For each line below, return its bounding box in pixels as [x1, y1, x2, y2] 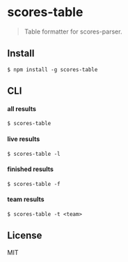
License [7, 230, 42, 242]
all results [7, 104, 37, 112]
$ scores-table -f [7, 180, 61, 187]
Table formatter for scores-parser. [24, 27, 122, 36]
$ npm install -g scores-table [7, 66, 98, 73]
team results [7, 195, 45, 203]
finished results [7, 165, 54, 173]
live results [7, 134, 40, 143]
